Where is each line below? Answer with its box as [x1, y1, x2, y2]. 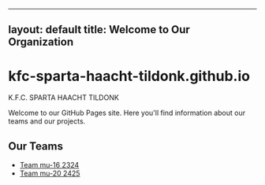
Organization [8, 35, 73, 49]
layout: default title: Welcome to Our [8, 23, 191, 36]
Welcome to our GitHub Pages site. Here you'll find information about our [8, 108, 246, 118]
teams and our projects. [8, 117, 86, 126]
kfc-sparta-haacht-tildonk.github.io [8, 67, 251, 85]
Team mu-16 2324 [19, 161, 80, 170]
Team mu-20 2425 [19, 168, 80, 178]
